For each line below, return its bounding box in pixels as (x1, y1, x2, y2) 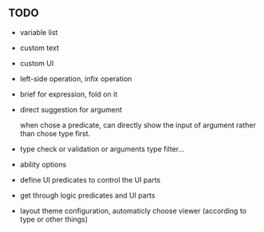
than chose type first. (19, 128, 91, 138)
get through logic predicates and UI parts (19, 191, 156, 200)
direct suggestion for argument (19, 104, 122, 114)
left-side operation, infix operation (19, 73, 132, 83)
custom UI (19, 58, 54, 68)
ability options (19, 159, 67, 169)
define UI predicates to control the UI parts (19, 175, 161, 184)
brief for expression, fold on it (19, 89, 118, 99)
